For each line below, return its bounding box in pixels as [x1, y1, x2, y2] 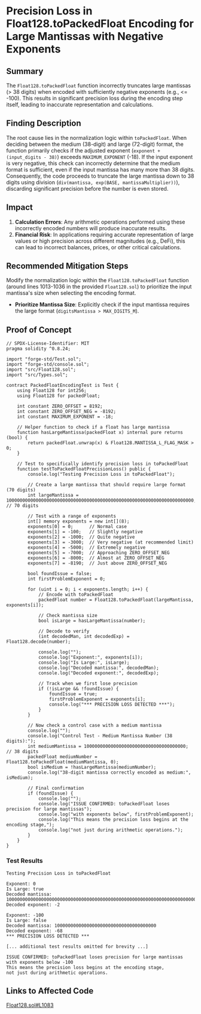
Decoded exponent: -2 [6, 902, 60, 908]
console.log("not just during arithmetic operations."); [38, 827, 184, 833]
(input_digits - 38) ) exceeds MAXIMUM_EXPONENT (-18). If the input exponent [6, 153, 193, 160]
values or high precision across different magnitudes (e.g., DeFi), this [14, 237, 185, 245]
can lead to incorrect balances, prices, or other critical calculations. [14, 243, 181, 251]
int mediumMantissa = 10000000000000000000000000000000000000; [28, 743, 188, 750]
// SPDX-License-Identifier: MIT [6, 341, 90, 347]
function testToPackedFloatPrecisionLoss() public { [17, 466, 151, 472]
